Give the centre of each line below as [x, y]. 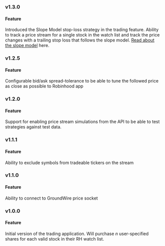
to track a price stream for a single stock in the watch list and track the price [82, 35]
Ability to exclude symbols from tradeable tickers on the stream [69, 163]
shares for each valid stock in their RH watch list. [55, 239]
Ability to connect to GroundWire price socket [51, 198]
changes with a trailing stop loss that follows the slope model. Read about [80, 40]
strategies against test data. [33, 127]
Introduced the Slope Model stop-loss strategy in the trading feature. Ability [82, 30]
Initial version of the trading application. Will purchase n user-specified [77, 234]
